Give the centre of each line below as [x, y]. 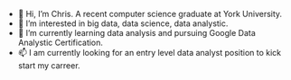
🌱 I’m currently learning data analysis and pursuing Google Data [136, 33]
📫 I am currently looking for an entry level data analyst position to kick [150, 53]
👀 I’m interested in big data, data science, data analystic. [123, 23]
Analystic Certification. [61, 42]
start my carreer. [49, 66]
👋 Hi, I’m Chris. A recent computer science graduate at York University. [150, 14]
